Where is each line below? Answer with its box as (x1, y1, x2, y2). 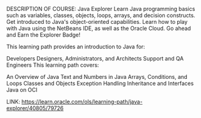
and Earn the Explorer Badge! (6, 31, 81, 39)
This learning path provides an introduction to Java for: (6, 43, 145, 50)
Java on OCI (6, 86, 38, 94)
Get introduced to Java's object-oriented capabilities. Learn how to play (6, 18, 188, 25)
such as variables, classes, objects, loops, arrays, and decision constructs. (6, 12, 195, 19)
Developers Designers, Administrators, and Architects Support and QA (6, 55, 184, 62)
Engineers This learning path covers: (6, 61, 99, 68)
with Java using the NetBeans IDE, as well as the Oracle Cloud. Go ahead (6, 24, 191, 32)
